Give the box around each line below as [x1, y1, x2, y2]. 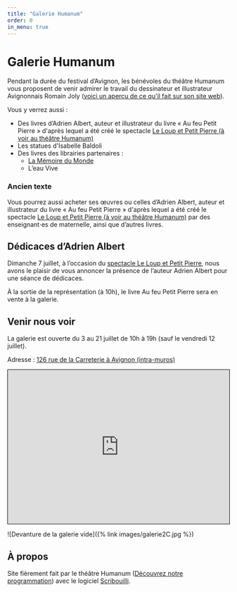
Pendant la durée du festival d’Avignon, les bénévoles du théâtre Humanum [7, 77, 225, 85]
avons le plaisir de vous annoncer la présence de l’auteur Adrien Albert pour [7, 267, 228, 275]
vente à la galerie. [7, 295, 59, 303]
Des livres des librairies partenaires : [17, 149, 124, 158]
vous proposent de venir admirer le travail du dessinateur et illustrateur [7, 84, 213, 93]
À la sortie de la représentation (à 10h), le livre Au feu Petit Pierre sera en [7, 288, 218, 296]
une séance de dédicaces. [7, 274, 84, 282]
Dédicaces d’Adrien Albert [7, 241, 125, 252]
